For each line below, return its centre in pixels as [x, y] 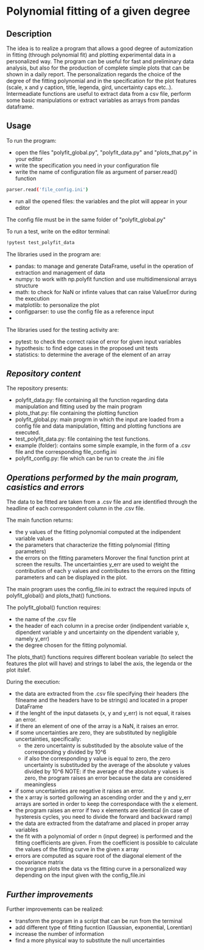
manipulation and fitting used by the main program [78, 406]
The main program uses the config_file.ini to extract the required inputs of [99, 589]
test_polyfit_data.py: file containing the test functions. [83, 439]
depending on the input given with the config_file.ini [80, 875]
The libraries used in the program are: [54, 254]
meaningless [40, 785]
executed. [28, 433]
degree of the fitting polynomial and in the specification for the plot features [101, 81]
